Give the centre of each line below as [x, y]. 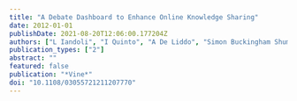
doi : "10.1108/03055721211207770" [73, 83]
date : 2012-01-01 [41, 25]
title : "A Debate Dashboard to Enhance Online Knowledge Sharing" [134, 17]
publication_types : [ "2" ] [57, 50]
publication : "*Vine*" [51, 75]
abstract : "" [33, 58]
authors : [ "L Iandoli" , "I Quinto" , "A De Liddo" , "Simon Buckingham [140, 42]
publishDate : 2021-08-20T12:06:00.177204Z [88, 33]
